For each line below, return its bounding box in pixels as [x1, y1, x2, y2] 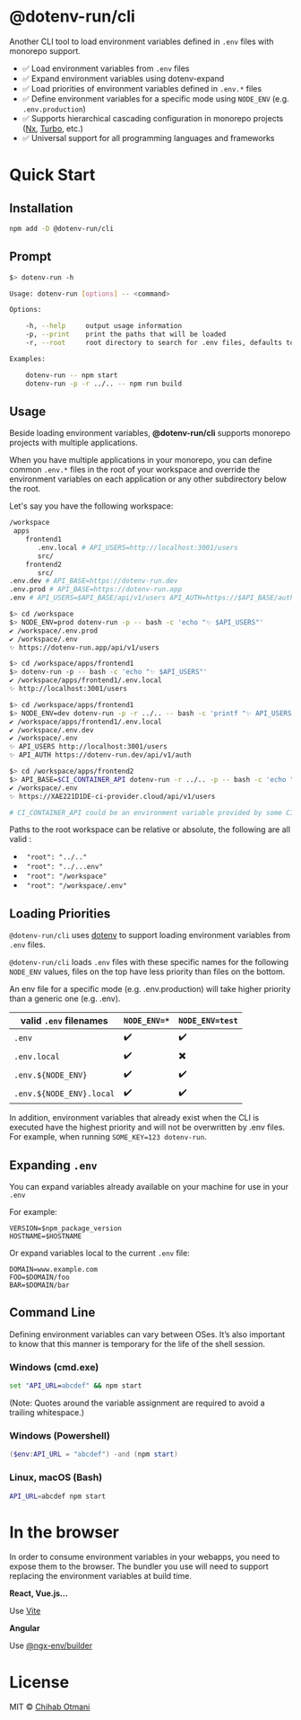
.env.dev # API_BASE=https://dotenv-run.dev [9, 577, 178, 586]
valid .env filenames [21, 1015, 108, 1027]
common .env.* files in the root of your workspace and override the [9, 465, 261, 475]
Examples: [9, 354, 47, 363]
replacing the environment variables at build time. [9, 1571, 193, 1582]
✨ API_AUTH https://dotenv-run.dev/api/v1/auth [9, 750, 192, 760]
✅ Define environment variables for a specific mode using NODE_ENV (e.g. [21, 93, 289, 104]
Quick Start [9, 164, 96, 185]
